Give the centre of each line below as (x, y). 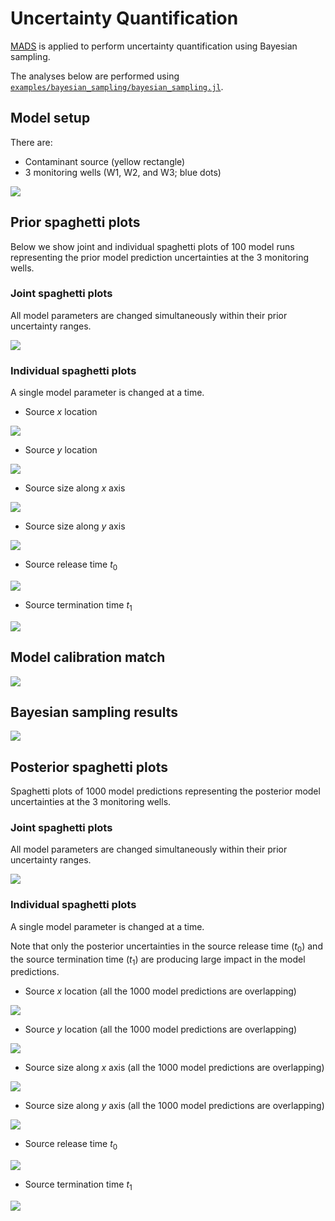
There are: (31, 142)
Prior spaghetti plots (75, 222)
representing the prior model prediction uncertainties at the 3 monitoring (160, 257)
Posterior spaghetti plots (89, 767)
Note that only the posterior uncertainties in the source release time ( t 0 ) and (166, 947)
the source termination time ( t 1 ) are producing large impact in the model (158, 960)
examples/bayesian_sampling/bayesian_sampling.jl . (117, 86)
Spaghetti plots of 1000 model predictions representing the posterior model (165, 791)
